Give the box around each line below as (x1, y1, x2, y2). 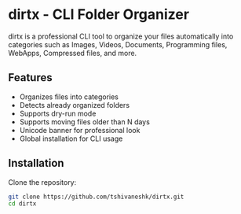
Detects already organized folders (19, 100, 130, 109)
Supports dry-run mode (19, 109, 97, 118)
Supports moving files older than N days (19, 116, 151, 127)
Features (8, 71, 53, 84)
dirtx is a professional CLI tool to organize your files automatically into (8, 31, 234, 41)
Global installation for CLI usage (19, 134, 123, 143)
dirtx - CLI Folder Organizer (8, 6, 190, 24)
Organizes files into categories (19, 92, 119, 101)
